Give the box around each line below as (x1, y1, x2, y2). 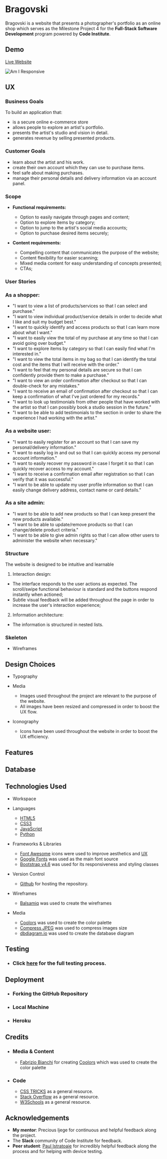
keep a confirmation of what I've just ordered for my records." (12, 394, 140, 400)
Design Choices (5, 660, 56, 669)
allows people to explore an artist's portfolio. (12, 124, 104, 131)
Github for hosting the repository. (19, 880, 88, 886)
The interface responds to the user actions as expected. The (12, 581, 137, 587)
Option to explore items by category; (19, 219, 96, 225)
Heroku (12, 1017, 31, 1024)
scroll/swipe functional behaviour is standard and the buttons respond (12, 586, 157, 592)
